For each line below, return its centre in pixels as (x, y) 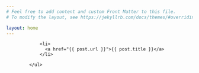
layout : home (22, 28)
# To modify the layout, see (42, 17)
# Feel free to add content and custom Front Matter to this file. (91, 12)
